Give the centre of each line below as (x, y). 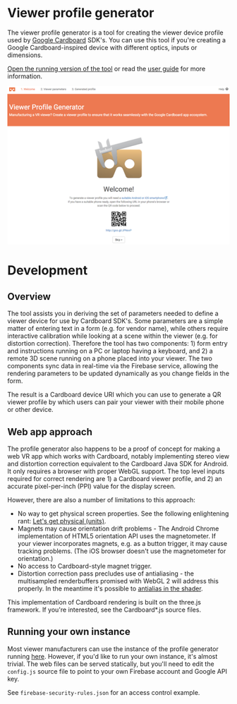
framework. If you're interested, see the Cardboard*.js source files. (104, 610)
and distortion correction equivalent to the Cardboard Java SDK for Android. (118, 464)
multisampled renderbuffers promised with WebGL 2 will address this (118, 581)
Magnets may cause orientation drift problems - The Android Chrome (118, 529)
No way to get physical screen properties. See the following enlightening (123, 514)
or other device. (31, 410)
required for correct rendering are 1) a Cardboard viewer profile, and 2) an (115, 479)
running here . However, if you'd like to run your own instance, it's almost (113, 656)
